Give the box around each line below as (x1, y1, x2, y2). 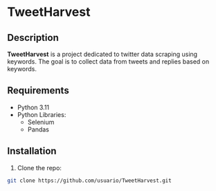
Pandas (27, 125, 50, 134)
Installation (7, 145, 57, 157)
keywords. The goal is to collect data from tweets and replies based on (7, 57, 210, 66)
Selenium (27, 118, 55, 126)
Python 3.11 (17, 103, 50, 111)
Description (7, 32, 59, 44)
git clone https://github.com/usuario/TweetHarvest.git (7, 177, 172, 184)
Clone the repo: (17, 163, 62, 172)
